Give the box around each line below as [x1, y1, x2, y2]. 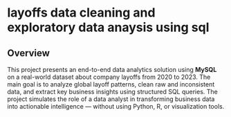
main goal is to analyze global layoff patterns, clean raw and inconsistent [7, 80, 215, 88]
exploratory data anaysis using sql [7, 19, 210, 35]
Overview [7, 47, 50, 59]
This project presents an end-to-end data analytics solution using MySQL [7, 66, 217, 73]
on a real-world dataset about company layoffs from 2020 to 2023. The [7, 73, 211, 81]
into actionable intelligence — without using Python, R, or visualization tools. [7, 102, 225, 110]
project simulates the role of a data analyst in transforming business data [7, 95, 215, 103]
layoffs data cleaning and [7, 5, 156, 21]
